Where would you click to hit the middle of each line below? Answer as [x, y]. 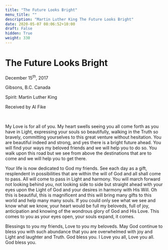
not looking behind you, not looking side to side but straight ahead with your [84, 184]
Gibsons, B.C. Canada [28, 87]
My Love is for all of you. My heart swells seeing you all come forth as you [82, 127]
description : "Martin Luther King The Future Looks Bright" [70, 19]
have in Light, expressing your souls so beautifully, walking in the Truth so [82, 132]
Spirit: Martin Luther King [31, 97]
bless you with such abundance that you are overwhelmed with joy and [79, 232]
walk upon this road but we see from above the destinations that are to [78, 153]
